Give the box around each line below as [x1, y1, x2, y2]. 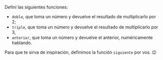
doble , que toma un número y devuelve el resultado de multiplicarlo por [11, 14, 156, 19]
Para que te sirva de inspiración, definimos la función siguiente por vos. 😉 [4, 49, 157, 55]
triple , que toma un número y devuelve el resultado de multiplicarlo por [11, 24, 159, 30]
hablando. [11, 40, 32, 46]
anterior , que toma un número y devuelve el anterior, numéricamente [11, 34, 153, 40]
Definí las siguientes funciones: [4, 4, 68, 10]
